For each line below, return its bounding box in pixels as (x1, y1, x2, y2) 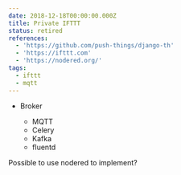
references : (8, 34, 48, 43)
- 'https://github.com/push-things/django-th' (15, 42, 175, 50)
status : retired (8, 26, 63, 35)
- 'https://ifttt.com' (15, 49, 92, 57)
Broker (19, 101, 43, 111)
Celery (31, 125, 55, 135)
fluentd (31, 142, 56, 152)
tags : (8, 64, 27, 72)
